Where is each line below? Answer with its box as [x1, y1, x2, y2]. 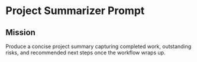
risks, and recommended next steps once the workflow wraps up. [5, 49, 166, 56]
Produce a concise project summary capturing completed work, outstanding [5, 43, 192, 50]
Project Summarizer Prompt [5, 4, 145, 18]
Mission [5, 27, 36, 37]
